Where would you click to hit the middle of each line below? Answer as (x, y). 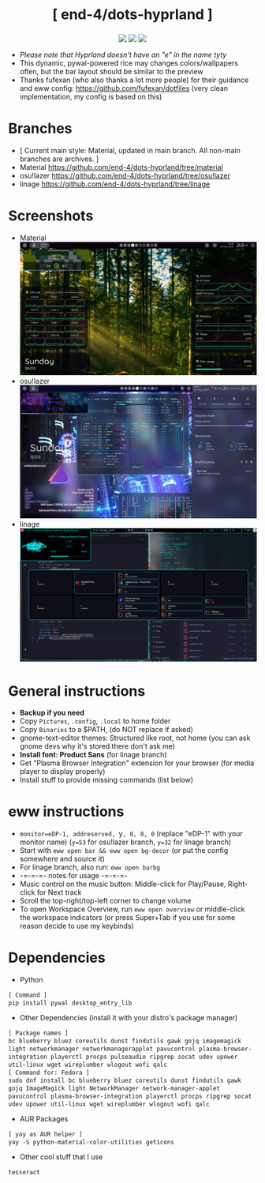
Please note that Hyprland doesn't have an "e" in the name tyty (123, 55)
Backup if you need (52, 713)
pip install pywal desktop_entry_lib (70, 1003)
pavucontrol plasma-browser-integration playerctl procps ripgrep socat (130, 1097)
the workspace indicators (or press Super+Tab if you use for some (127, 918)
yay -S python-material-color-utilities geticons (91, 1143)
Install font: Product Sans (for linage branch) (93, 755)
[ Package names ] (38, 1033)
